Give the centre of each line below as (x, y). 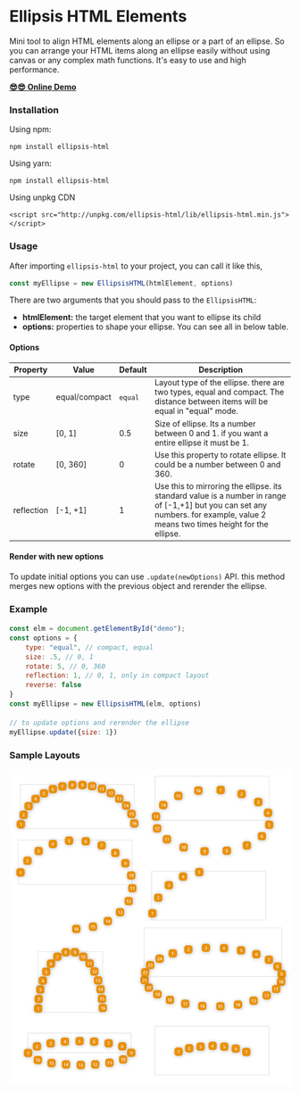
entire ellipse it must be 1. (202, 443)
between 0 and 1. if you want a (212, 433)
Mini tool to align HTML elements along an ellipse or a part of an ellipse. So (147, 41)
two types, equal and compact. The (220, 392)
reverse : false (54, 685)
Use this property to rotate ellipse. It (221, 455)
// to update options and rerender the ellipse (100, 723)
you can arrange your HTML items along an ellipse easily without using (140, 50)
